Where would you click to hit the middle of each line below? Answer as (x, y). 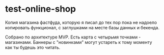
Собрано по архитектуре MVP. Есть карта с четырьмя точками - (73, 37)
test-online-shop (41, 9)
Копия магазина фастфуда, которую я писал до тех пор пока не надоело (81, 22)
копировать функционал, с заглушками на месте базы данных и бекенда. (82, 27)
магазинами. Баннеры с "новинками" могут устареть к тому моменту (79, 42)
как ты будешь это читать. (33, 47)
